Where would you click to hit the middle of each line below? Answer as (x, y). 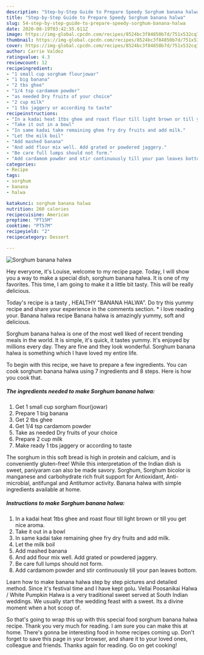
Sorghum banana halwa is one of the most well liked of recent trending (95, 334)
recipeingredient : (29, 68)
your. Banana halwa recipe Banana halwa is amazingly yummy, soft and (96, 315)
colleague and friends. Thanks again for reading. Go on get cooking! (92, 645)
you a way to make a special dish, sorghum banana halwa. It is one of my (98, 278)
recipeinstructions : (32, 113)
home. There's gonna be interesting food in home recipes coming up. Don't (100, 632)
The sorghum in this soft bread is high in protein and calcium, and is (91, 457)
